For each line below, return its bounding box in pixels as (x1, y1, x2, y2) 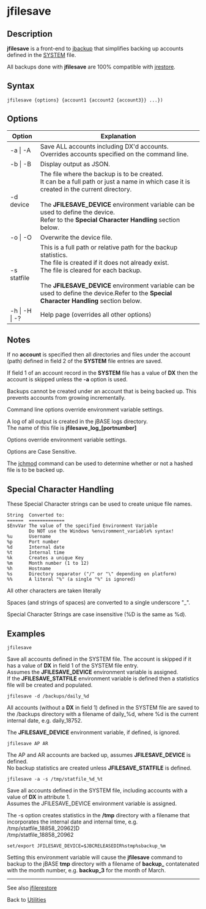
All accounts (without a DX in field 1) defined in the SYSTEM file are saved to (7, 704, 199, 712)
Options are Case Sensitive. (7, 448, 77, 455)
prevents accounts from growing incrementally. (7, 394, 126, 402)
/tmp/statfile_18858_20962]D (7, 825, 80, 832)
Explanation (100, 131, 136, 140)
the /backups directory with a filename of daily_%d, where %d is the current (7, 710, 199, 718)
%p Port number (7, 539, 60, 545)
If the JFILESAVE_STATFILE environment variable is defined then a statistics (7, 675, 199, 682)
